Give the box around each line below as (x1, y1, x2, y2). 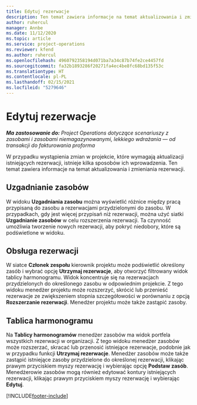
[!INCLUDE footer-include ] (6, 393, 69, 400)
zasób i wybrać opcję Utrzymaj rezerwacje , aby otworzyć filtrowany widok (6, 267, 188, 275)
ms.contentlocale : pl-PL (6, 74, 67, 80)
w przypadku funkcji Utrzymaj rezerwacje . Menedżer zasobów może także (6, 350, 189, 357)
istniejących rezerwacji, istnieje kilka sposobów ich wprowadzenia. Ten (6, 159, 178, 166)
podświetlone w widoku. (6, 229, 65, 236)
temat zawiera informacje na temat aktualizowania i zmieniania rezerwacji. (6, 165, 185, 173)
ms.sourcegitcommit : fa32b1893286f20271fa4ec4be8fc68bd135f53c (6, 63, 164, 69)
